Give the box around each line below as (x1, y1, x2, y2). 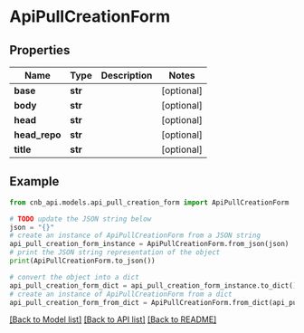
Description (100, 70, 153, 81)
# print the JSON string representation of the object (9, 248, 221, 257)
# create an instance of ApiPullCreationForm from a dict (9, 290, 233, 299)
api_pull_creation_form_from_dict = (9, 298, 147, 307)
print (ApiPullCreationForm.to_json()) (9, 256, 156, 266)
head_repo (14, 128, 62, 141)
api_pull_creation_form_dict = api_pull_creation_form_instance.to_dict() (9, 281, 298, 290)
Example (9, 174, 60, 189)
